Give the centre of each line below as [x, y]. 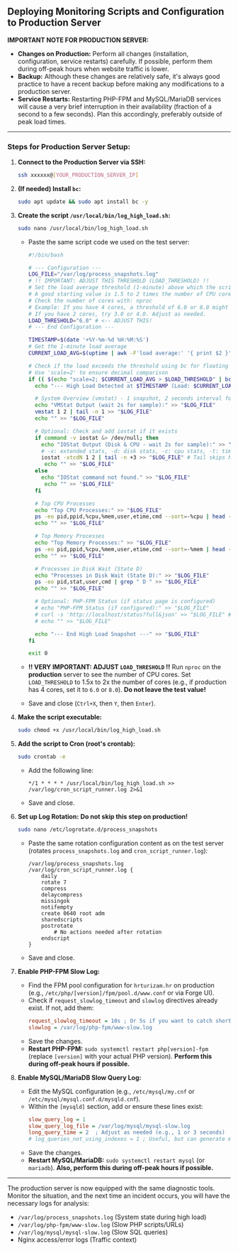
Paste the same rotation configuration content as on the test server [126, 843]
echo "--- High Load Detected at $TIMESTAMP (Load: [112, 386]
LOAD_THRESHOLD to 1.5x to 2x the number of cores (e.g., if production [127, 682]
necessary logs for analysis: [49, 1203]
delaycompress [62, 894]
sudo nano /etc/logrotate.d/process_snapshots [87, 830]
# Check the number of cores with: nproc [90, 300]
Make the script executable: [60, 717]
